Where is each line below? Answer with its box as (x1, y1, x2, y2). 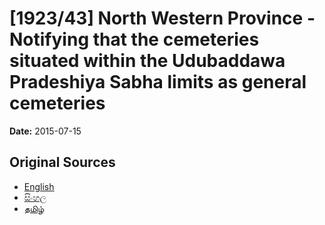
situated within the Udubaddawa (9, 50, 286, 72)
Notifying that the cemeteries (9, 28, 260, 51)
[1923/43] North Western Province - (9, 7, 316, 30)
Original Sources (9, 154, 116, 171)
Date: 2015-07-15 (9, 125, 82, 137)
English (23, 180, 55, 192)
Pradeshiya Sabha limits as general (9, 71, 307, 94)
